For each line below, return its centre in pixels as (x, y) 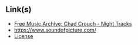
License (23, 36)
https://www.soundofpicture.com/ (55, 30)
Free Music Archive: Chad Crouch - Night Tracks (73, 23)
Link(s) (18, 10)
